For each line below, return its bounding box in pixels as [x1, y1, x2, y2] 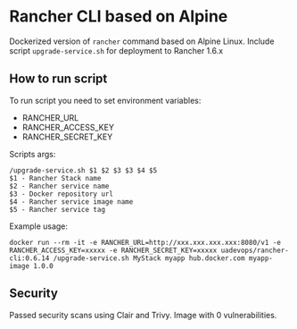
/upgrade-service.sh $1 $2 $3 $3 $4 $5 [9, 165, 158, 175]
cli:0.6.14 [9, 253, 50, 263]
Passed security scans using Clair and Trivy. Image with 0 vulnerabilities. [9, 309, 277, 320]
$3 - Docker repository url [9, 190, 114, 198]
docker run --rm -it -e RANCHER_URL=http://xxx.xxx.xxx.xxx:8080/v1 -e [9, 238, 281, 247]
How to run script [9, 72, 108, 87]
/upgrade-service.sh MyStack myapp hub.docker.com [53, 253, 245, 263]
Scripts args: [9, 148, 56, 159]
